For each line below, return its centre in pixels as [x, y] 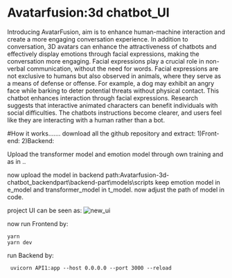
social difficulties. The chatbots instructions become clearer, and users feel [115, 113]
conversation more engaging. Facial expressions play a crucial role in [106, 61]
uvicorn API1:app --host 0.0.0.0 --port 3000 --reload [91, 268]
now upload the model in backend [56, 175]
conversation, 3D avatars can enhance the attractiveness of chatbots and [112, 46]
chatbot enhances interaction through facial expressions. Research [103, 98]
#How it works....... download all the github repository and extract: [101, 133]
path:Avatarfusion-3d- [137, 175]
